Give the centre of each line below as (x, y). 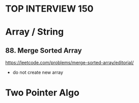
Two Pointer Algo (43, 93)
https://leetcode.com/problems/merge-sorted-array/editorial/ (69, 63)
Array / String (35, 32)
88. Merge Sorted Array (44, 50)
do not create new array (38, 72)
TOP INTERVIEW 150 (49, 9)
